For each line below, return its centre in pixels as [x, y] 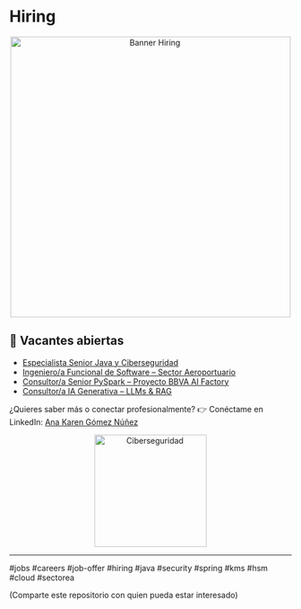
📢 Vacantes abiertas [67, 341]
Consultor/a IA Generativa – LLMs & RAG [97, 391]
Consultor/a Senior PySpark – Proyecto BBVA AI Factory [125, 381]
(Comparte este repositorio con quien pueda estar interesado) [124, 595]
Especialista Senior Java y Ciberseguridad [100, 362]
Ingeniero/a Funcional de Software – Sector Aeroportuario [129, 372]
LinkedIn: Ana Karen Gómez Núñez [74, 422]
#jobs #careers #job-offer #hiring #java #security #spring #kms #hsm [139, 568]
